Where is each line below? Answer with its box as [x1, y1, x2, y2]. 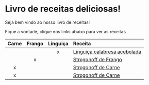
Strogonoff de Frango [73, 56, 122, 63]
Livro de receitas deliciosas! [5, 3, 121, 14]
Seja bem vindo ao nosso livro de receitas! [5, 19, 90, 25]
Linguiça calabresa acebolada [73, 48, 142, 55]
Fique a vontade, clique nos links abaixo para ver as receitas [5, 28, 126, 34]
